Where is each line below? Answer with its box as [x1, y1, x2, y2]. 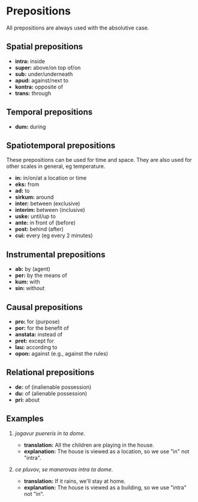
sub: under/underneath [14, 70, 73, 78]
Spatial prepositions [6, 42, 83, 52]
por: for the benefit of [14, 324, 69, 332]
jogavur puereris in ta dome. [14, 429, 86, 437]
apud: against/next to [14, 76, 69, 84]
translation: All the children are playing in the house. [23, 441, 154, 448]
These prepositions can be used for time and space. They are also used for [6, 156, 192, 164]
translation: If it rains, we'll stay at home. [23, 477, 126, 485]
